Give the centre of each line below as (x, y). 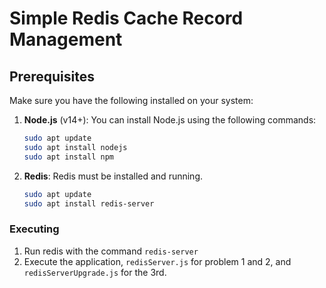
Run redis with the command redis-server (111, 251)
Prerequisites (52, 76)
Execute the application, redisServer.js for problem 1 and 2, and (157, 261)
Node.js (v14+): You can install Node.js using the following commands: (170, 120)
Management (66, 39)
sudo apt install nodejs (75, 147)
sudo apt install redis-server (89, 203)
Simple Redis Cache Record (126, 18)
